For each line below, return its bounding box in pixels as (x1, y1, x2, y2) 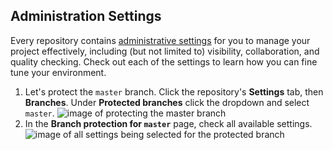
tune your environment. (10, 66, 107, 78)
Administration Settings (10, 8, 162, 25)
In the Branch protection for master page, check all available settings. (24, 117, 313, 129)
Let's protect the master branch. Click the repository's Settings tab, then (24, 85, 324, 98)
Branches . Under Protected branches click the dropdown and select (24, 96, 310, 108)
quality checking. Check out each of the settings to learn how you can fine (10, 55, 318, 68)
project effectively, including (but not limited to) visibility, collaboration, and (10, 45, 320, 57)
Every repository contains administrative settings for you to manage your (10, 34, 311, 46)
